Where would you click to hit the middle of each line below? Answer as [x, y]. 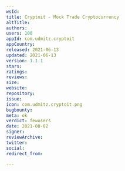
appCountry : [21, 45]
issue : [14, 99]
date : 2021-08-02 [27, 126]
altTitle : [18, 22]
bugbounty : [19, 110]
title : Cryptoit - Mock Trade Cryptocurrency [62, 17]
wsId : [13, 11]
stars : [14, 66]
